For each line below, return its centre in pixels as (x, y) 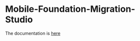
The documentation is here (33, 33)
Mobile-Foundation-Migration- (70, 9)
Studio (19, 20)
